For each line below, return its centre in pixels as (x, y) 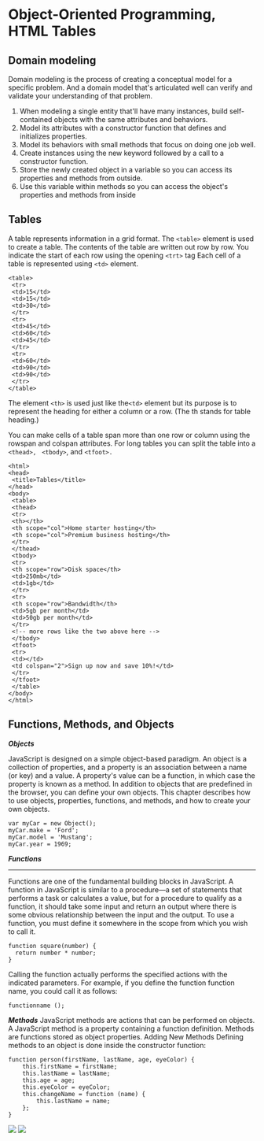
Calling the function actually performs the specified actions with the (118, 974)
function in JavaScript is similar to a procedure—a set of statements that (125, 889)
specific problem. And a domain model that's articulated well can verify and (130, 87)
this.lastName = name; (73, 1101)
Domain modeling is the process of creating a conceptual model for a (120, 79)
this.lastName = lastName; (66, 1073)
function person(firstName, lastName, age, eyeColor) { (101, 1059)
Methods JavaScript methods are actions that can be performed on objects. (132, 1020)
